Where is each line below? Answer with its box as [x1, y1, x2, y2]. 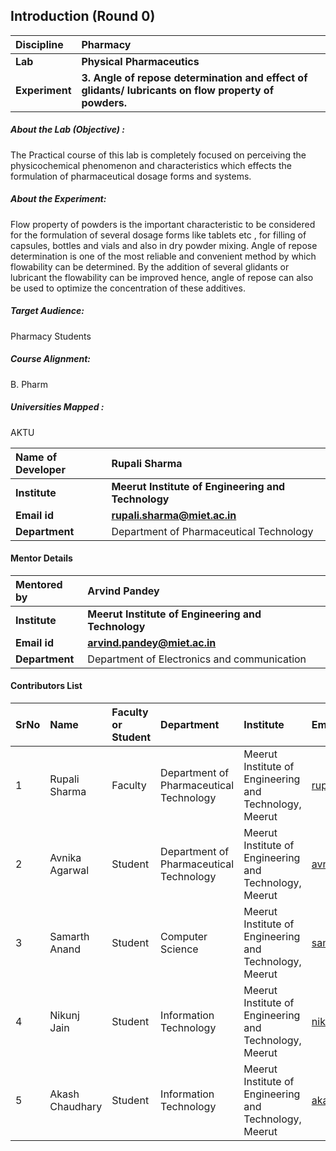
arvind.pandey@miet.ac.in [87, 635, 217, 649]
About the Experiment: [10, 193, 107, 205]
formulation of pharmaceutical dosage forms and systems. [10, 170, 252, 182]
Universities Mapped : [10, 401, 105, 413]
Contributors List [10, 680, 83, 692]
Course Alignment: [10, 353, 91, 365]
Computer [160, 930, 208, 944]
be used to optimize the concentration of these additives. [10, 282, 246, 294]
